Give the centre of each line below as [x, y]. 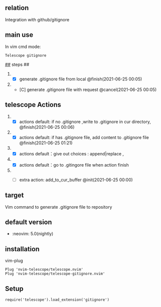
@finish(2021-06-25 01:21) [46, 143]
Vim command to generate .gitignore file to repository [59, 207]
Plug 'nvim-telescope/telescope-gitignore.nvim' [55, 274]
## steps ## [17, 64]
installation [22, 249]
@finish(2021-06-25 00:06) [47, 127]
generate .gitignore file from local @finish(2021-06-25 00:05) [80, 79]
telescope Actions [33, 105]
